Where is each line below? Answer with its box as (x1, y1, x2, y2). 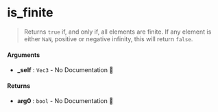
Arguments (7, 50, 40, 59)
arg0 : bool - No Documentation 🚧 (16, 97, 114, 105)
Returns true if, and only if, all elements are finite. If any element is (23, 27, 212, 36)
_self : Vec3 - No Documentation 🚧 (16, 66, 114, 74)
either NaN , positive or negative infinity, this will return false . (23, 34, 193, 43)
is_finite (7, 5, 53, 21)
